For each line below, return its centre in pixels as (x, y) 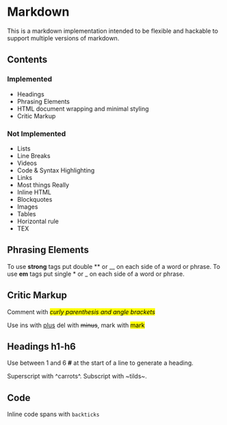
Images (27, 207)
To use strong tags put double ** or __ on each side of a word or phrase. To (114, 266)
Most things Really (43, 185)
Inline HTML (34, 192)
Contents (27, 60)
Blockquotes (35, 199)
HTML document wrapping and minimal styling (83, 108)
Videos (27, 163)
